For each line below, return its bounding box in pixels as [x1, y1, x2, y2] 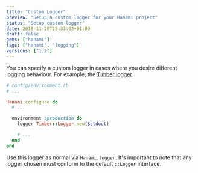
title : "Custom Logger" [6, 8, 66, 15]
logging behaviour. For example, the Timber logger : [6, 70, 134, 78]
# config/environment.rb [6, 82, 69, 88]
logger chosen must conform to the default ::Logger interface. [6, 160, 162, 167]
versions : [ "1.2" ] [6, 48, 53, 54]
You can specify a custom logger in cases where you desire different [6, 64, 177, 71]
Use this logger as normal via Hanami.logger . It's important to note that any [6, 154, 192, 161]
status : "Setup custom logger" [6, 20, 85, 26]
